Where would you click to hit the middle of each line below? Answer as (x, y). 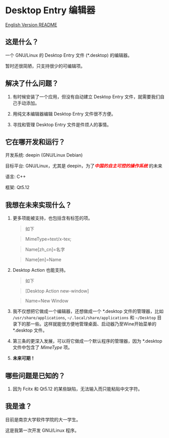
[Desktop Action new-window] (57, 291)
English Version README (31, 25)
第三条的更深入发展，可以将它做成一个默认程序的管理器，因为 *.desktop (88, 341)
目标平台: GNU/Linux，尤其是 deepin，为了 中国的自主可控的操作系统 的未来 (84, 166)
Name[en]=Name (43, 260)
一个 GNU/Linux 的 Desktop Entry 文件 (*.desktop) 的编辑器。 (69, 55)
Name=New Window (47, 301)
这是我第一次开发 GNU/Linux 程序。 (42, 430)
